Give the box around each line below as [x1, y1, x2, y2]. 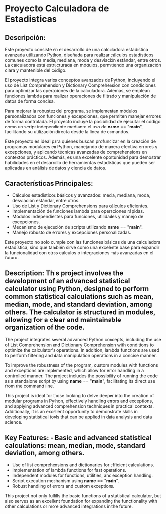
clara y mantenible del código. [5, 67, 67, 73]
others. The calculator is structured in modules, [5, 308, 155, 317]
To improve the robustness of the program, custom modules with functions [5, 362, 158, 368]
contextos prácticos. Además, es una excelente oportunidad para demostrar [5, 154, 161, 160]
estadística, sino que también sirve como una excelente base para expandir [5, 244, 160, 250]
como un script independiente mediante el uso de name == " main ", [5, 124, 143, 129]
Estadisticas [5, 13, 57, 25]
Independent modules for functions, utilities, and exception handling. [12, 472, 153, 479]
